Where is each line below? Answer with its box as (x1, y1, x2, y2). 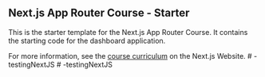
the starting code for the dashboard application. (8, 36, 166, 45)
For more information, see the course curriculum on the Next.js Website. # (8, 51, 253, 60)
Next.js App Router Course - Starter (8, 6, 190, 20)
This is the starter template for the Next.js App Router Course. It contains (8, 27, 248, 37)
